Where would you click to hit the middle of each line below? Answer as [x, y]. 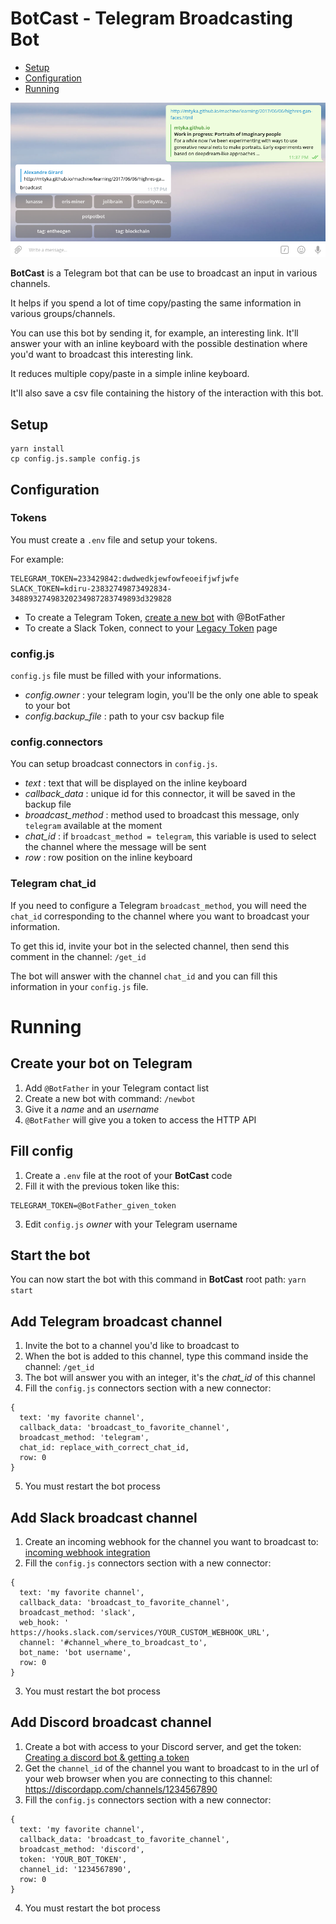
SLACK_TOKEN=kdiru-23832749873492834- [91, 588]
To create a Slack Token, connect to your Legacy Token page [151, 628]
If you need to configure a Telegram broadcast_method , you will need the [159, 905]
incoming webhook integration [87, 1552]
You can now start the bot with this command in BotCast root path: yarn [158, 1279]
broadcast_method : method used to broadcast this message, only [162, 815]
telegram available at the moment [93, 826]
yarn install [37, 449]
